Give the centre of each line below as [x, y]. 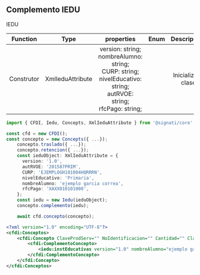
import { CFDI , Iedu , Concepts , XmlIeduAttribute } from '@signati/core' [100, 123]
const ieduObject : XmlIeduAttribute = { [68, 156]
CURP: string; [120, 71]
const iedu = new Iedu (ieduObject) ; [62, 200]
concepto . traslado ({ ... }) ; [51, 145]
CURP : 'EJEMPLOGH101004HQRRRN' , [62, 172]
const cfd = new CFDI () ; [37, 134]
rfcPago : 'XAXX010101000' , [55, 189]
